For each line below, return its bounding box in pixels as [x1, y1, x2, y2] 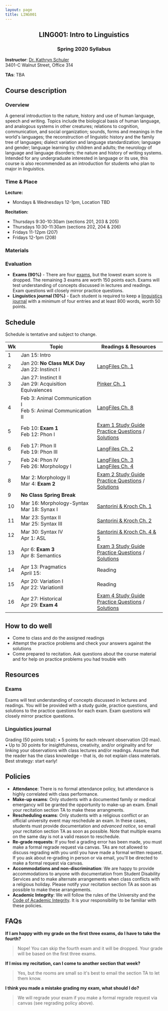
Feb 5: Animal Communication [20, 407, 91, 414]
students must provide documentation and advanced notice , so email [12, 823, 156, 829]
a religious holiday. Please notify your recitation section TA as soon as [12, 881, 156, 887]
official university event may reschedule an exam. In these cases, [12, 818, 147, 824]
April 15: [20, 570, 41, 577]
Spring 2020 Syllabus [57, 45, 111, 52]
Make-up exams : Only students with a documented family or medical [12, 796, 156, 802]
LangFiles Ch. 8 [96, 404, 134, 411]
